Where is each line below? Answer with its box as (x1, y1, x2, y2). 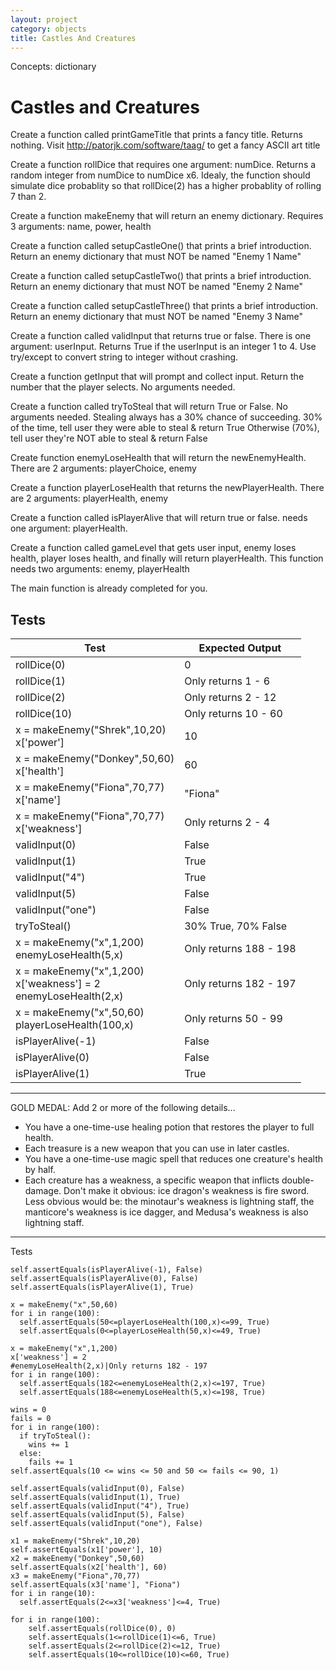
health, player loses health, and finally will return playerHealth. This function (10, 552, 324, 565)
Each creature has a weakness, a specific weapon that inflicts (24, 1174, 280, 1186)
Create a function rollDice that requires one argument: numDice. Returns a (10, 159, 317, 171)
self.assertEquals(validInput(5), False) (10, 1510, 186, 1520)
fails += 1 (28, 1457, 74, 1468)
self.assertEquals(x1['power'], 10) (10, 1545, 163, 1555)
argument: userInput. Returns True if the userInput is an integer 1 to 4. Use (10, 341, 317, 353)
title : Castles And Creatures (10, 33, 137, 43)
